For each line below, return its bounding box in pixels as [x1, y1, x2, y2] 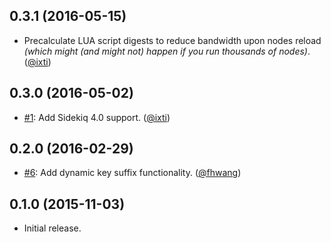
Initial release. [23, 222, 82, 234]
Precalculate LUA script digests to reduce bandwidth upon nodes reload [23, 34, 322, 46]
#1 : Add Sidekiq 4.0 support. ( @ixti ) [23, 111, 171, 123]
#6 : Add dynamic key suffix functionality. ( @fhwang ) [23, 167, 242, 179]
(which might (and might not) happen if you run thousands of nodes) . [23, 45, 311, 57]
